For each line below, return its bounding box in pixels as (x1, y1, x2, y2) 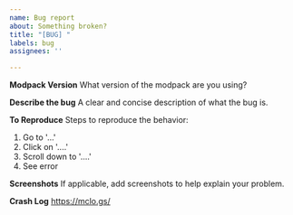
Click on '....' (22, 142, 69, 153)
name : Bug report (9, 13, 75, 23)
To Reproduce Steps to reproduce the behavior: (9, 115, 189, 126)
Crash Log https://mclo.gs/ (9, 196, 111, 207)
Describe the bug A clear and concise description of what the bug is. (9, 97, 269, 108)
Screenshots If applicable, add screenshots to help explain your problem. (9, 178, 285, 190)
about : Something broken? (9, 22, 107, 31)
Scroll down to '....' (22, 151, 93, 163)
